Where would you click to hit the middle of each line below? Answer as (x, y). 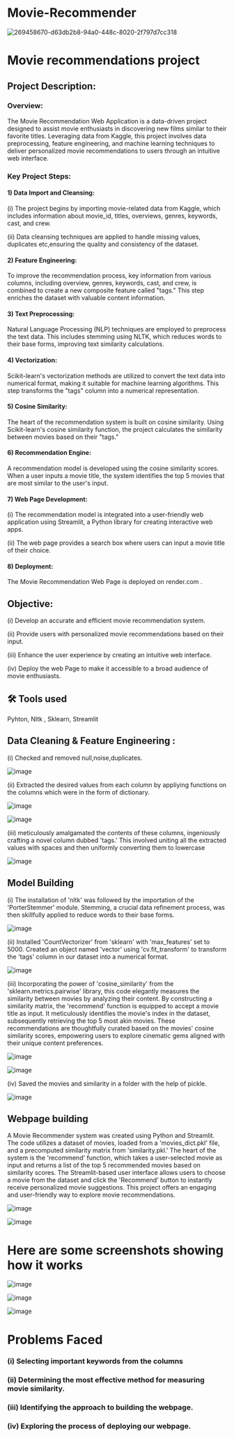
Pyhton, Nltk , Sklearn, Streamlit (53, 719)
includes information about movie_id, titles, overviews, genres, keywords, (112, 216)
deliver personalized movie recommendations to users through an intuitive (114, 151)
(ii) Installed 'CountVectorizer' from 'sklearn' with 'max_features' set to (109, 942)
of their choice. (29, 551)
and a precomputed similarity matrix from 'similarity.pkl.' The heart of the (112, 1151)
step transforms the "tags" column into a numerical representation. (103, 390)
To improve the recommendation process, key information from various (109, 276)
